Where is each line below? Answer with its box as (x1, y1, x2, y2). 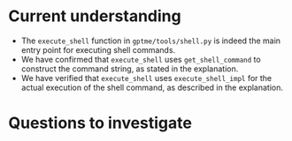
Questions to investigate (8, 113, 192, 133)
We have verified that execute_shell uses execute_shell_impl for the (20, 72, 273, 83)
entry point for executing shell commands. (20, 44, 176, 55)
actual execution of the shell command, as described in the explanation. (20, 82, 284, 93)
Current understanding (8, 6, 182, 26)
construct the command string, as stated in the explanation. (20, 63, 239, 74)
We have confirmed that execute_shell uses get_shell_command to (20, 54, 262, 64)
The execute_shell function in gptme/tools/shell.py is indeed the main (20, 35, 280, 46)
